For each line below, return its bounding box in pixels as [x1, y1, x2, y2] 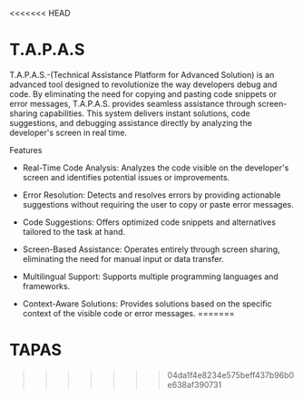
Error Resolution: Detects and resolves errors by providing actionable [22, 189, 281, 200]
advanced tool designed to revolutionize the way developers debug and [9, 79, 278, 90]
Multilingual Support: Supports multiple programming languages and [22, 271, 279, 282]
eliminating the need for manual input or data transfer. [22, 253, 224, 264]
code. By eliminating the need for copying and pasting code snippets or [9, 88, 277, 99]
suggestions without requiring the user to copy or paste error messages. [22, 199, 294, 209]
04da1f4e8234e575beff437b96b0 [167, 369, 295, 380]
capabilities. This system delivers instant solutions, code [39, 108, 251, 119]
